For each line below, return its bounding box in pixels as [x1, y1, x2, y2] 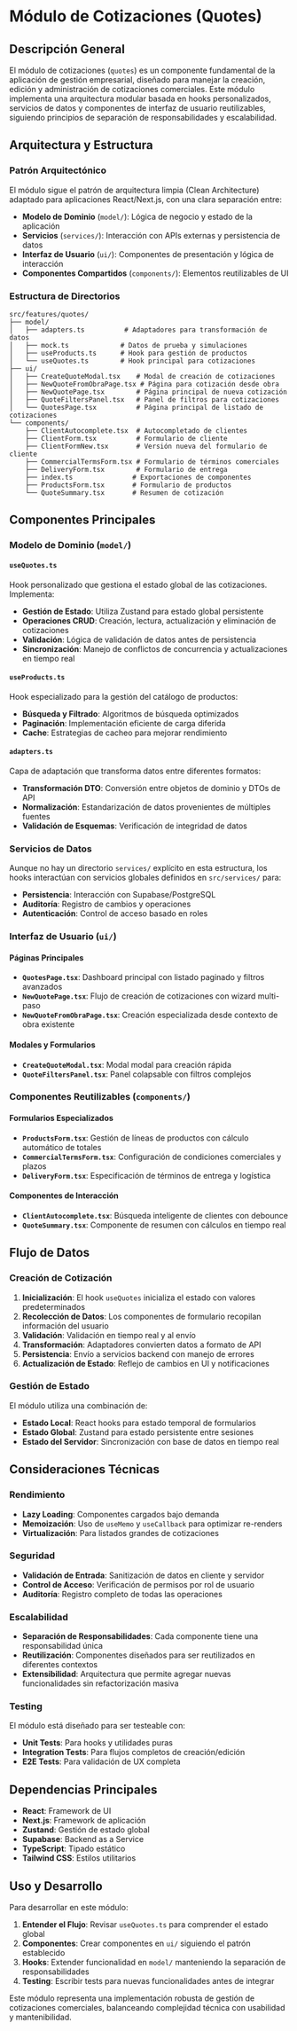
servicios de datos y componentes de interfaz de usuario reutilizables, [9, 103, 266, 113]
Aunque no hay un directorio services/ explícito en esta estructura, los [9, 863, 268, 874]
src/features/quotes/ [9, 310, 90, 318]
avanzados [21, 982, 63, 992]
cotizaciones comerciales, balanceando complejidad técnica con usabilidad [9, 2003, 285, 2013]
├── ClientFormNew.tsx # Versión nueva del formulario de [25, 442, 268, 451]
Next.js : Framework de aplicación [21, 1815, 146, 1826]
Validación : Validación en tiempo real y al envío [21, 1329, 197, 1340]
